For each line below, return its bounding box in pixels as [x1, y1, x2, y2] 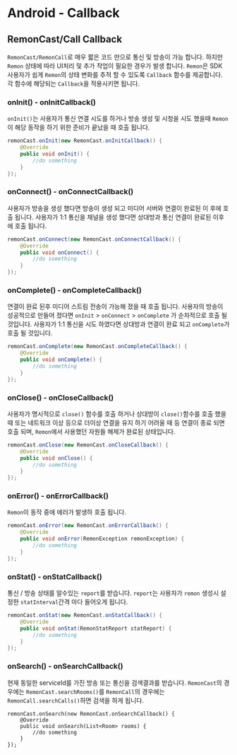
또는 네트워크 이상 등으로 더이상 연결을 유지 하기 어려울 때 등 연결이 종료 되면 [14, 418, 226, 427]
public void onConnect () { [20, 249, 99, 256]
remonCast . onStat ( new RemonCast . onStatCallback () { [7, 612, 162, 619]
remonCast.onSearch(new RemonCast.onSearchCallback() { [7, 710, 175, 717]
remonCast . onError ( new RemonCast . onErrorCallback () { [7, 522, 169, 529]
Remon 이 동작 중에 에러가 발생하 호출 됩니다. [7, 508, 127, 517]
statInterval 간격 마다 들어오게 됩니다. [20, 598, 128, 606]
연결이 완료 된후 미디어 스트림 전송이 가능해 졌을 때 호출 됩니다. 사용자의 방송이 [7, 302, 224, 311]
